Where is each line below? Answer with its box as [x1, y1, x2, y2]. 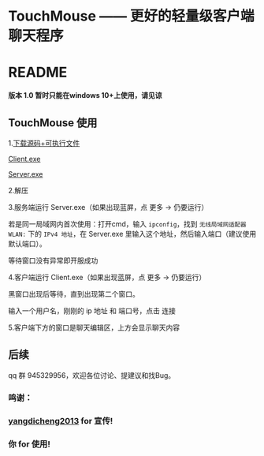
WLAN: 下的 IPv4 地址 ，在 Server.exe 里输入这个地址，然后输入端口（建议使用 [8, 229, 257, 238]
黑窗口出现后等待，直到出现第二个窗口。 [8, 289, 139, 298]
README [8, 64, 68, 81]
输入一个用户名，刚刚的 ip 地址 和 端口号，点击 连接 [8, 305, 176, 316]
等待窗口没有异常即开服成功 [8, 256, 99, 265]
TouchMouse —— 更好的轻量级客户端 [8, 7, 255, 25]
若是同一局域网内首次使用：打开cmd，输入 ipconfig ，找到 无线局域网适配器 [8, 219, 247, 229]
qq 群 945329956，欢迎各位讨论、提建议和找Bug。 [8, 370, 176, 379]
